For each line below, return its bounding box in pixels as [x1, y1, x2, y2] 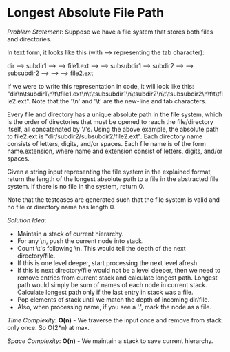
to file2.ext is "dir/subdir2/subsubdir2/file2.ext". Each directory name [7, 132, 203, 141]
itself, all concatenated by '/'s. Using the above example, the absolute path [7, 125, 219, 133]
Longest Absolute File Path [7, 5, 164, 21]
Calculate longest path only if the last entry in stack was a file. [17, 288, 194, 296]
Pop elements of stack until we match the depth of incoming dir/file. [17, 295, 210, 304]
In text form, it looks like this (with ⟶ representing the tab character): [7, 48, 205, 56]
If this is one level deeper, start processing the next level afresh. [17, 258, 199, 267]
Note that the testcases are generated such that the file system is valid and [7, 195, 220, 204]
